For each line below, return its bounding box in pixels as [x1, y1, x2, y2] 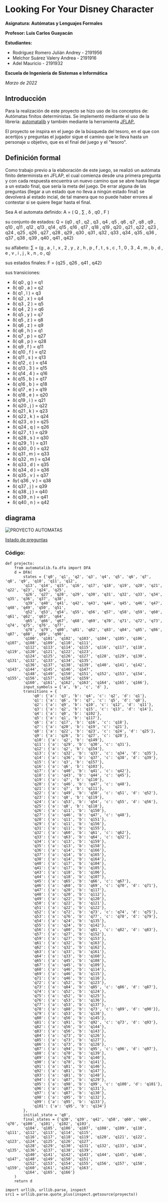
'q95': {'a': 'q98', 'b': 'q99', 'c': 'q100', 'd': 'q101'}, [32, 1081, 163, 1087]
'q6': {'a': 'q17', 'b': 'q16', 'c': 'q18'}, [32, 719, 129, 725]
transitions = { [23, 689, 57, 694]
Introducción [5, 94, 47, 103]
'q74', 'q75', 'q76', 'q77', [5, 623, 66, 628]
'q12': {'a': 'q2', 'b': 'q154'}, [32, 746, 104, 751]
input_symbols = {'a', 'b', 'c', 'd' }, [23, 684, 109, 689]
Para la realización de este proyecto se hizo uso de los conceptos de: [5, 107, 149, 114]
